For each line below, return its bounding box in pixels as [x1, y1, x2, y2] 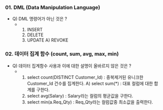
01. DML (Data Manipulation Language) [5, 4, 100, 11]
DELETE [27, 32, 43, 38]
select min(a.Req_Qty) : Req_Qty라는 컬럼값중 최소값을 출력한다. [27, 99, 153, 105]
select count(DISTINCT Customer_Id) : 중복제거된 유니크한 [27, 74, 144, 80]
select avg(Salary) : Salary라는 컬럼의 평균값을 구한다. [27, 93, 133, 99]
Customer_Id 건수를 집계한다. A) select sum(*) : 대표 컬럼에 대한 [27, 80, 153, 86]
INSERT [27, 27, 43, 33]
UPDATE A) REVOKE [27, 37, 69, 43]
